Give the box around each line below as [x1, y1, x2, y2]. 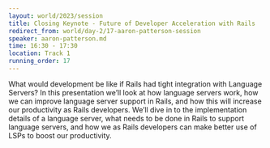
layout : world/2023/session [8, 11, 104, 20]
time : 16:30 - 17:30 [8, 42, 79, 50]
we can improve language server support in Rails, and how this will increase [8, 96, 262, 106]
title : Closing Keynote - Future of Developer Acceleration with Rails [8, 19, 255, 27]
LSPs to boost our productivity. [8, 130, 112, 140]
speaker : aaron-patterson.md [8, 34, 107, 43]
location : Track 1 [8, 49, 71, 57]
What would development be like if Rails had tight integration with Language [8, 78, 263, 89]
